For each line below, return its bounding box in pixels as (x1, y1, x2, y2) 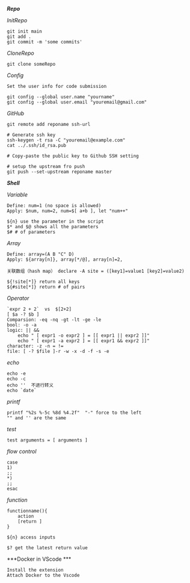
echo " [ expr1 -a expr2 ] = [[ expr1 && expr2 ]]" (17, 338, 150, 344)
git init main (7, 28, 43, 34)
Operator (7, 295, 29, 302)
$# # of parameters (7, 229, 56, 235)
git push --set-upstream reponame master (7, 169, 112, 175)
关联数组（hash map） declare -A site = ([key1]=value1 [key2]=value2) (7, 268, 185, 274)
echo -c (7, 376, 26, 382)
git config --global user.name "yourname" (7, 94, 115, 100)
